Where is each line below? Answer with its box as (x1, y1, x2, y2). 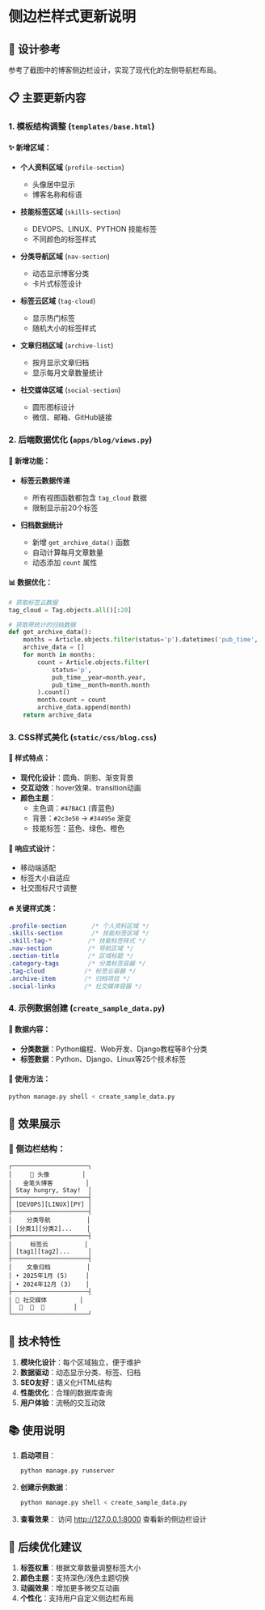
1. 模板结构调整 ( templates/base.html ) (8, 121, 155, 132)
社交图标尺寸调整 (19, 884, 78, 893)
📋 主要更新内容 (8, 91, 86, 105)
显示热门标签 (32, 313, 75, 322)
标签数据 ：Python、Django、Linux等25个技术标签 (19, 1054, 187, 1063)
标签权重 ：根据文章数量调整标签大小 (19, 1563, 141, 1573)
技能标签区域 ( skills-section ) (19, 207, 121, 216)
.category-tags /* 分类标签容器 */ (8, 959, 146, 968)
